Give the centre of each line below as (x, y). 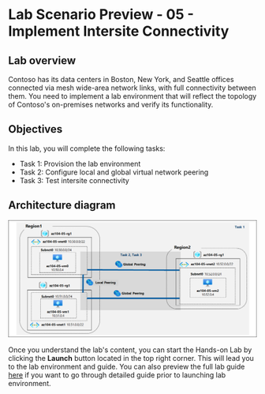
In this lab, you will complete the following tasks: (87, 148)
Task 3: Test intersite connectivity (75, 180)
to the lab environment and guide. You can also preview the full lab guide (127, 367)
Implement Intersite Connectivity (119, 31)
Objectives (35, 129)
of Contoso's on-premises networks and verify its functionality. (111, 105)
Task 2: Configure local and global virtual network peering (114, 172)
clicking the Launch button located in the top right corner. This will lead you (131, 358)
